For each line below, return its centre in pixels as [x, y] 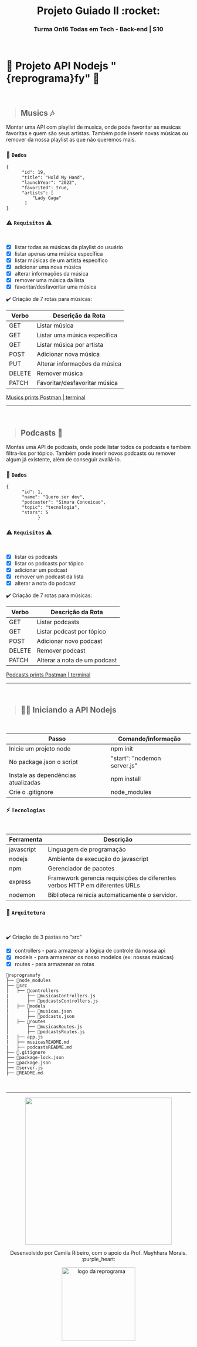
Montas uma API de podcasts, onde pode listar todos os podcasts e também [98, 447]
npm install [126, 779]
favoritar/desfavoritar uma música [55, 287]
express [20, 882]
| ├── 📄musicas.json [39, 1011]
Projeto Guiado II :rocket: [98, 11]
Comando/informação [150, 739]
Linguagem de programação [87, 849]
